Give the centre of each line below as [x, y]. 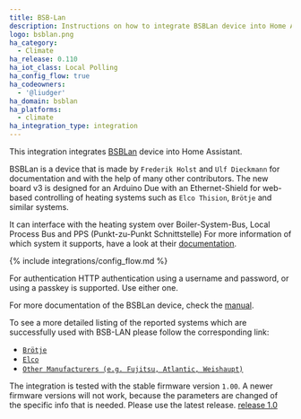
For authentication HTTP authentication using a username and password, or [149, 278]
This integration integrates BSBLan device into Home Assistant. [126, 152]
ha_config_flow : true [50, 76]
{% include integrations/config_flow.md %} [89, 261]
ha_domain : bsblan [43, 101]
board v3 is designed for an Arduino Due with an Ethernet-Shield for [135, 188]
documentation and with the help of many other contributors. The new [139, 179]
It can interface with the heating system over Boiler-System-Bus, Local [140, 224]
